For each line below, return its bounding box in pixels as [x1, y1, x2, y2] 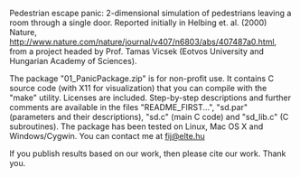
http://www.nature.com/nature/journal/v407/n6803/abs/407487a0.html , [9, 36, 277, 47]
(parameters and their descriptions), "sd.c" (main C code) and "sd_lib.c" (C [9, 112, 289, 122]
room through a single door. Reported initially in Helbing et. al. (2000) [9, 17, 267, 28]
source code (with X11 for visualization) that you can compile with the [9, 83, 267, 93]
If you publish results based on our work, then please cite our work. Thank [9, 148, 286, 159]
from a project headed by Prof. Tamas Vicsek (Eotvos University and [9, 46, 265, 57]
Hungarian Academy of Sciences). [9, 56, 137, 66]
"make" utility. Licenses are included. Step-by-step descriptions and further [9, 92, 292, 103]
